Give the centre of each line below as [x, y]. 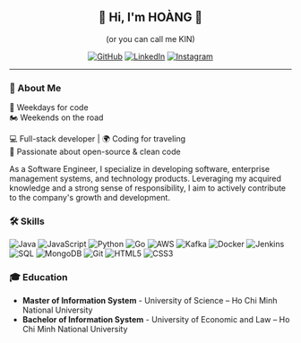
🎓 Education [39, 278]
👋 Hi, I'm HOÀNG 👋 [150, 17]
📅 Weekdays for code [49, 107]
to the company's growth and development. [90, 198]
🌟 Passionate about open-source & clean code [95, 152]
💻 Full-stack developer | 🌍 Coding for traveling [98, 139]
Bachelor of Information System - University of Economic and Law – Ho [156, 319]
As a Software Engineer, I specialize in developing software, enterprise [140, 169]
